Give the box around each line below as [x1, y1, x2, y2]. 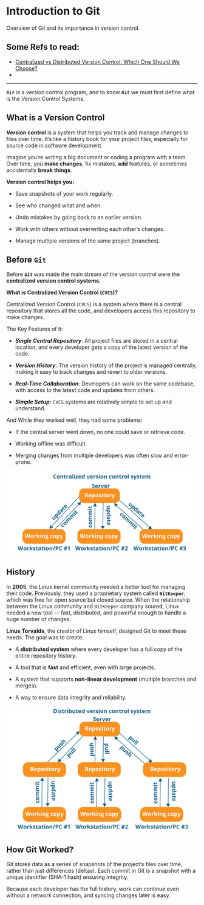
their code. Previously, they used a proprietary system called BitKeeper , [6, 590, 186, 597]
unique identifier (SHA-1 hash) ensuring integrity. [6, 873, 129, 881]
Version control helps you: [6, 178, 75, 185]
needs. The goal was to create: [6, 633, 84, 641]
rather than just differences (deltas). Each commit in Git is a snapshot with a [6, 867, 196, 874]
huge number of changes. [6, 615, 72, 622]
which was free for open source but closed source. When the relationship [6, 596, 190, 603]
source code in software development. [6, 142, 103, 149]
